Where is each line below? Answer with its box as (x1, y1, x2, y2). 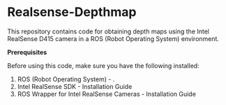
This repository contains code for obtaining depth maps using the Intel (7, 27, 210, 35)
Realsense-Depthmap (7, 4, 137, 20)
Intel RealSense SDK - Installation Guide (17, 82, 133, 90)
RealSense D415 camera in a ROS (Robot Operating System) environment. (7, 34, 220, 42)
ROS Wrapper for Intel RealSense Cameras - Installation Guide (17, 90, 197, 98)
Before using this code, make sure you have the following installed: (7, 61, 200, 70)
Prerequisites (7, 48, 47, 56)
